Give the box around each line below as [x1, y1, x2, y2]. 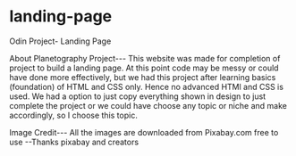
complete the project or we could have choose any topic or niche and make [9, 100, 288, 111]
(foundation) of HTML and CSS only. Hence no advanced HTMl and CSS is [9, 81, 284, 92]
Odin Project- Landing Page [9, 36, 112, 46]
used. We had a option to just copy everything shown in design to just [9, 91, 266, 102]
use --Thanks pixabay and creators [9, 136, 140, 147]
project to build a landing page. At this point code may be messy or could [9, 62, 279, 73]
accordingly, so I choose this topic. [9, 110, 139, 120]
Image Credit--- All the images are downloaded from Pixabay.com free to [9, 127, 279, 137]
